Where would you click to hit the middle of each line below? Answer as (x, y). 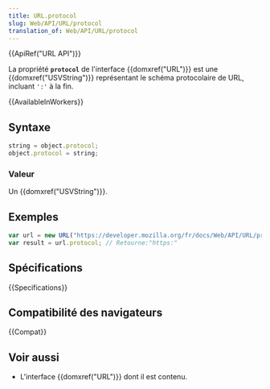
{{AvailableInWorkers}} (46, 102)
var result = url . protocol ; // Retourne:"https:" (93, 242)
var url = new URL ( (41, 236)
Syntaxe (29, 127)
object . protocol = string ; (53, 154)
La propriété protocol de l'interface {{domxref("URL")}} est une (113, 69)
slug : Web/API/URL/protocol (55, 23)
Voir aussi (34, 357)
